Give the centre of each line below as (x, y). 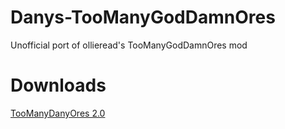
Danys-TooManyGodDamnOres (143, 17)
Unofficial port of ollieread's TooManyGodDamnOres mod (129, 45)
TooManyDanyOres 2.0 (58, 113)
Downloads (58, 85)
